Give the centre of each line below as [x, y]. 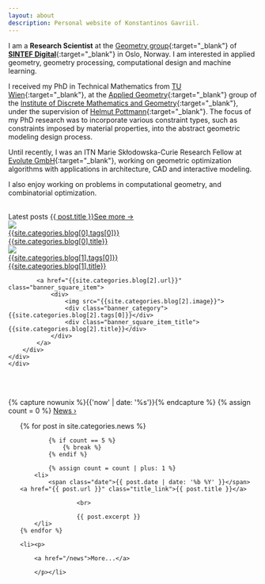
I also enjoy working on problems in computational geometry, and [115, 184]
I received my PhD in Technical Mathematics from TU [95, 86]
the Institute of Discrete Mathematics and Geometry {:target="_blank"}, [123, 103]
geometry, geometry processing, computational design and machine [120, 62]
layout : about [32, 15]
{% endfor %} [41, 531]
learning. [23, 71]
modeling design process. [51, 136]
